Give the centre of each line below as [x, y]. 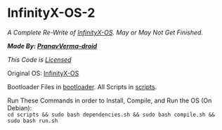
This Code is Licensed [39, 59]
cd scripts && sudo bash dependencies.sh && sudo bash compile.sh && [111, 115]
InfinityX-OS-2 [51, 13]
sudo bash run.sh [33, 121]
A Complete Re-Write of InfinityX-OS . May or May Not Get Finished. [105, 32]
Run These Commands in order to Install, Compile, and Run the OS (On [110, 100]
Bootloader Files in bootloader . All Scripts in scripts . [82, 86]
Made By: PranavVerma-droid [52, 46]
